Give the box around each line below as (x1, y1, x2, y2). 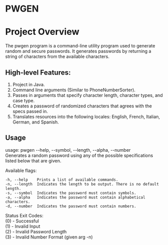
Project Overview (5, 26, 80, 38)
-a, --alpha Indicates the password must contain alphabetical (5, 195, 145, 200)
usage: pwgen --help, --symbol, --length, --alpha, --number (5, 147, 131, 153)
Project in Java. (12, 81, 45, 87)
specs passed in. (12, 108, 48, 114)
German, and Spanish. (12, 119, 59, 125)
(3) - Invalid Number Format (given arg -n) (5, 234, 93, 240)
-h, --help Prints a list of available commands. (5, 177, 119, 182)
